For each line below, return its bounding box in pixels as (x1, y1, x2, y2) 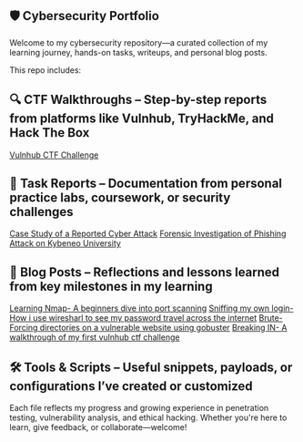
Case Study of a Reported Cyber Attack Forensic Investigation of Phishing (9, 228, 287, 240)
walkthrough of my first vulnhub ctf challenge (9, 332, 180, 343)
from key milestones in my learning (9, 278, 213, 294)
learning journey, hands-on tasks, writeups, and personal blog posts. (9, 46, 268, 57)
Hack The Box (9, 125, 90, 140)
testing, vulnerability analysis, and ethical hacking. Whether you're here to (9, 412, 288, 423)
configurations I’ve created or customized (9, 378, 253, 394)
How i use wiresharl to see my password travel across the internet (9, 313, 258, 324)
